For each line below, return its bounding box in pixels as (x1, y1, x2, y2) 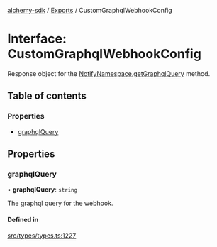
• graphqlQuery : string (7, 185, 78, 194)
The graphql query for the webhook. (7, 199, 113, 208)
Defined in (7, 215, 39, 224)
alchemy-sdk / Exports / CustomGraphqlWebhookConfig (7, 6, 172, 14)
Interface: (7, 31, 67, 47)
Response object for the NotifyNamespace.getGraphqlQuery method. (7, 69, 211, 77)
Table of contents (7, 90, 87, 102)
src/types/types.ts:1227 (7, 231, 77, 240)
